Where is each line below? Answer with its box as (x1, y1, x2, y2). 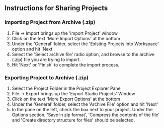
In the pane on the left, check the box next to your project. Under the (11, 106, 153, 112)
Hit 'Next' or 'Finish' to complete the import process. (11, 62, 120, 67)
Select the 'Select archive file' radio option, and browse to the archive (11, 51, 155, 57)
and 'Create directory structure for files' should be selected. (11, 117, 135, 123)
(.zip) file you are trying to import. (11, 57, 81, 63)
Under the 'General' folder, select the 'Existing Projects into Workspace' (11, 41, 160, 47)
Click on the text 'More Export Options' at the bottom (11, 96, 120, 102)
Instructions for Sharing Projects (4, 4, 108, 12)
